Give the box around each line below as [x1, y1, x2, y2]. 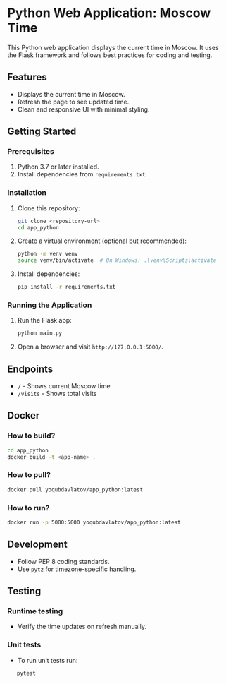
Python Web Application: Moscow [7, 5, 211, 21]
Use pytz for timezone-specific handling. [17, 565, 137, 573]
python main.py [17, 330, 63, 337]
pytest [16, 669, 37, 677]
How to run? [7, 503, 50, 512]
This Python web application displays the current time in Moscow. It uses [7, 43, 220, 52]
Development [7, 539, 68, 551]
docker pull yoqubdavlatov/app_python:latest [7, 486, 143, 493]
